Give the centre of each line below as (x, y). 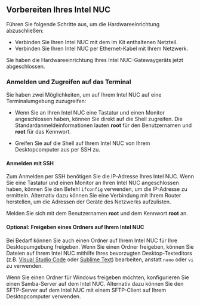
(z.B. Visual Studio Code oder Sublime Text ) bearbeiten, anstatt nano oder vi (100, 259)
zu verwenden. (24, 265)
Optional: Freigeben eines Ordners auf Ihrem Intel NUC (75, 227)
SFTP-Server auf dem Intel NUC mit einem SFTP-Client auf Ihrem (86, 290)
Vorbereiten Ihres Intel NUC (58, 10)
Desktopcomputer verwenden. (44, 296)
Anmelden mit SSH (30, 163)
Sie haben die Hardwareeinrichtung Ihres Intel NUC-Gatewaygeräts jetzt (95, 60)
